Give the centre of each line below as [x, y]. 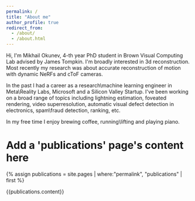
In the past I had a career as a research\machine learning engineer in [89, 85]
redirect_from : [25, 28]
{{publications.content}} [35, 192]
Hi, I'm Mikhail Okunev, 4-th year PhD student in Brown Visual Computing [95, 55]
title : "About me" [28, 17]
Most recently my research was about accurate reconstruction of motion [94, 68]
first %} [15, 180]
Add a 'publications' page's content [95, 146]
